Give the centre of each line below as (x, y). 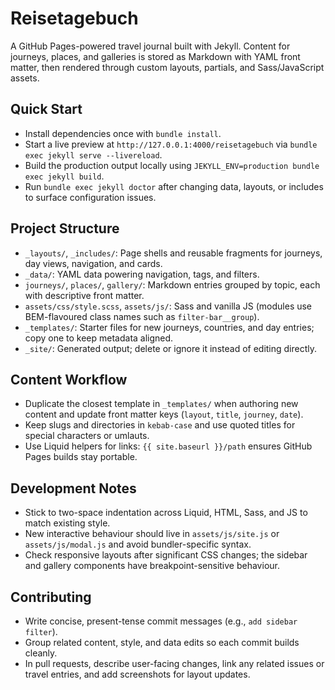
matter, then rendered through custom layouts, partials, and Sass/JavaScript (167, 67)
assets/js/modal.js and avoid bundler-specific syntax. (138, 544)
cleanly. (41, 653)
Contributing (51, 597)
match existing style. (67, 523)
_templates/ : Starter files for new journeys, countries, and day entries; (169, 327)
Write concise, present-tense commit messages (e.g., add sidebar (161, 621)
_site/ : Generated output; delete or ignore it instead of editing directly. (171, 348)
